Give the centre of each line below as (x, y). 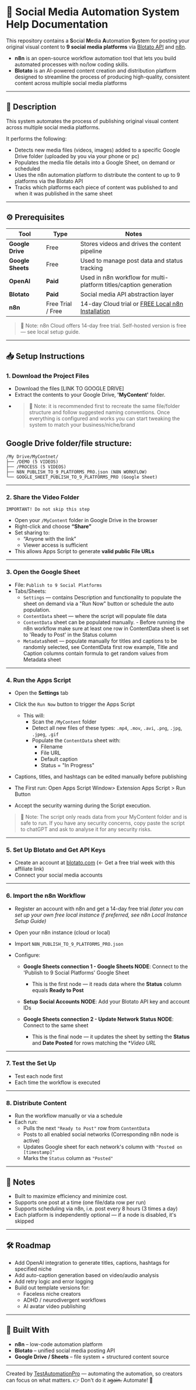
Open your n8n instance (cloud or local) (62, 932)
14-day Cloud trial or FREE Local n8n (132, 304)
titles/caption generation (138, 284)
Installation (95, 311)
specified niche (33, 1269)
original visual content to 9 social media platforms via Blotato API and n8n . (96, 47)
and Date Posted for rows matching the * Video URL (94, 1043)
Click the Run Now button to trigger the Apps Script (75, 704)
